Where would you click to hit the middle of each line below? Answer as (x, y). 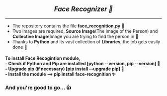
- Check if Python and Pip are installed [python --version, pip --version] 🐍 (83, 64)
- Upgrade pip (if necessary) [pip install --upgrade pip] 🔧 (65, 69)
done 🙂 (20, 47)
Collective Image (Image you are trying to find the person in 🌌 (75, 36)
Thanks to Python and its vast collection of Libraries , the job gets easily (86, 42)
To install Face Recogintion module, (43, 58)
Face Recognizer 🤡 (83, 9)
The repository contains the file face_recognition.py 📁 (68, 26)
